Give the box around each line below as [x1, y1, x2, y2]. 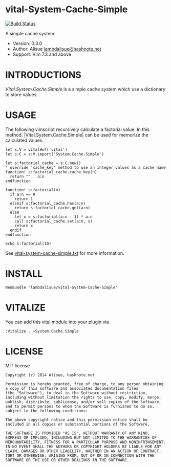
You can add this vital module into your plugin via [5, 319, 109, 325]
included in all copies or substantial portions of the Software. [5, 421, 150, 427]
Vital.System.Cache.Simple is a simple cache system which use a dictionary [5, 86, 165, 92]
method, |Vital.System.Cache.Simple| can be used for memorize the [5, 131, 148, 138]
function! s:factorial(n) [5, 187, 60, 192]
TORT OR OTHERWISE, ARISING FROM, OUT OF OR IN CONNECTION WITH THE [5, 453, 155, 458]
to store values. [5, 91, 38, 98]
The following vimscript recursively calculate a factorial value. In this [5, 126, 150, 132]
